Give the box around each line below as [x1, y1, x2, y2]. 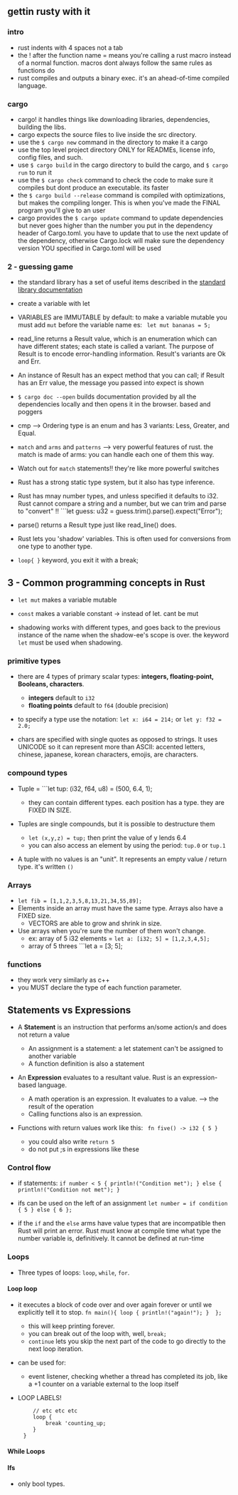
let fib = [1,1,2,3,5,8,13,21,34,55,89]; [17, 898, 142, 905]
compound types [7, 768, 67, 778]
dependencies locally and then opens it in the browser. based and [17, 400, 211, 409]
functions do [17, 66, 55, 74]
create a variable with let [17, 299, 90, 308]
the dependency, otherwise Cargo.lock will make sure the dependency [17, 236, 225, 245]
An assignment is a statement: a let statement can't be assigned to [28, 1044, 224, 1053]
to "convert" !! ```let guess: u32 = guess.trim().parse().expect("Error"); [17, 507, 222, 515]
